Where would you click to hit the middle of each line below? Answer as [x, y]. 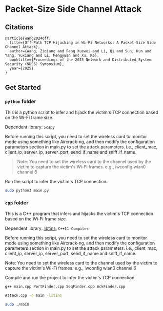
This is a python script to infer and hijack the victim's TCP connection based [82, 112]
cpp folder [17, 203]
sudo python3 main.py [27, 190]
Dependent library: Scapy [30, 127]
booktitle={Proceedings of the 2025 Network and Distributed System [81, 60]
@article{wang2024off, [28, 38]
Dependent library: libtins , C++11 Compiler [47, 228]
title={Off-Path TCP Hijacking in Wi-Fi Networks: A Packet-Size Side [83, 43]
